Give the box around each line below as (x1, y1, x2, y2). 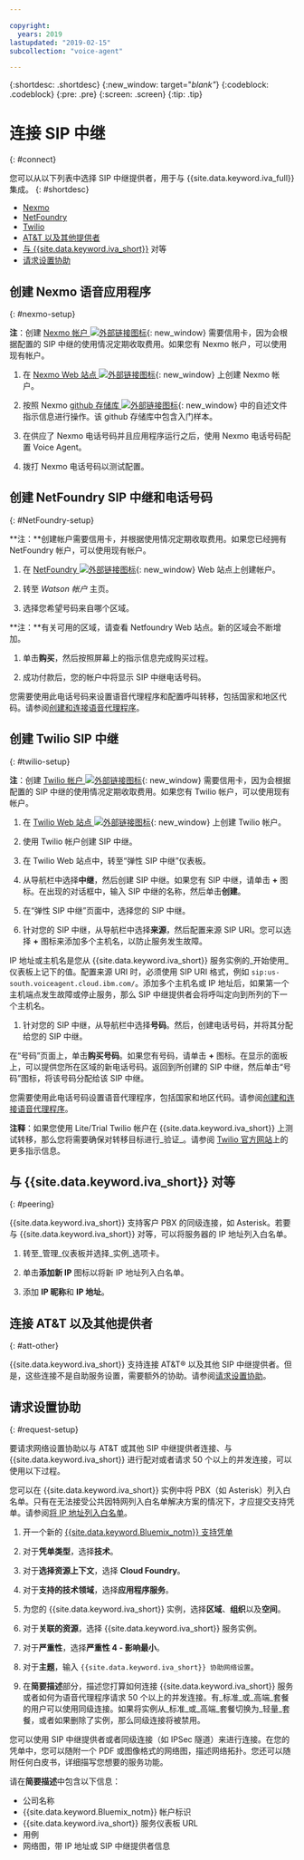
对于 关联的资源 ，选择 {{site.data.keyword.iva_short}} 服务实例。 (22, 1623, 262, 1634)
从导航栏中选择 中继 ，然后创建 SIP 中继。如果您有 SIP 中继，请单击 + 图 (22, 874, 289, 885)
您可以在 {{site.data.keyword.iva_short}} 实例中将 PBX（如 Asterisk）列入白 (9, 1485, 291, 1496)
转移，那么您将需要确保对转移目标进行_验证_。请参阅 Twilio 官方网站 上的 (16, 1134, 289, 1145)
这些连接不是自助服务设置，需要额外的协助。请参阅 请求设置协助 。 (24, 1371, 271, 1381)
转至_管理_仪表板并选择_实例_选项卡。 (22, 1248, 165, 1259)
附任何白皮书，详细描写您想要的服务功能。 (9, 1757, 168, 1768)
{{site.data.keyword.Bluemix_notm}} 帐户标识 (22, 1807, 192, 1817)
